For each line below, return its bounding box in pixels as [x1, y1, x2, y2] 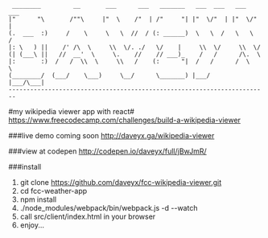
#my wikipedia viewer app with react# [8, 107, 135, 116]
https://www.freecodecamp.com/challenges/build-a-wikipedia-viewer [8, 115, 241, 125]
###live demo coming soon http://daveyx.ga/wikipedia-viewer [8, 131, 215, 140]
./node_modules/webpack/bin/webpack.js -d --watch [19, 203, 198, 212]
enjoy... [19, 220, 45, 230]
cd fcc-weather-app [19, 187, 88, 195]
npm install [19, 195, 57, 204]
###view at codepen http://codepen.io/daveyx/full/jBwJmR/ [8, 146, 207, 156]
